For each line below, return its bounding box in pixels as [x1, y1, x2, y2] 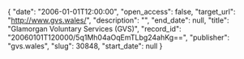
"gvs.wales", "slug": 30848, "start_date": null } [7, 41, 163, 51]
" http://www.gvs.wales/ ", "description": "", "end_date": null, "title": [7, 15, 229, 25]
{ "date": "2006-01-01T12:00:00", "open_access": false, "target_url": [7, 7, 236, 16]
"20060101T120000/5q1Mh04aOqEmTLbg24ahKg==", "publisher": [7, 32, 230, 42]
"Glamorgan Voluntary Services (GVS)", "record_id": [7, 24, 182, 33]
